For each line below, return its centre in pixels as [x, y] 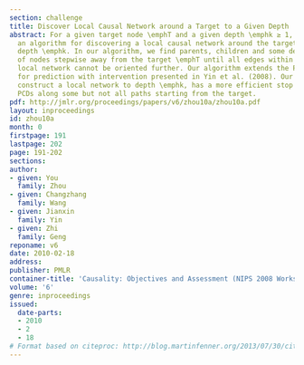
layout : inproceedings [52, 110]
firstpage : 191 [38, 136]
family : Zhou [42, 187]
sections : [28, 161]
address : [26, 262]
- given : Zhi [34, 228]
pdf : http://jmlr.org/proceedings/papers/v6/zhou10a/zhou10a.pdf [135, 102]
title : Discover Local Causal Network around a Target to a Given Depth [149, 26]
